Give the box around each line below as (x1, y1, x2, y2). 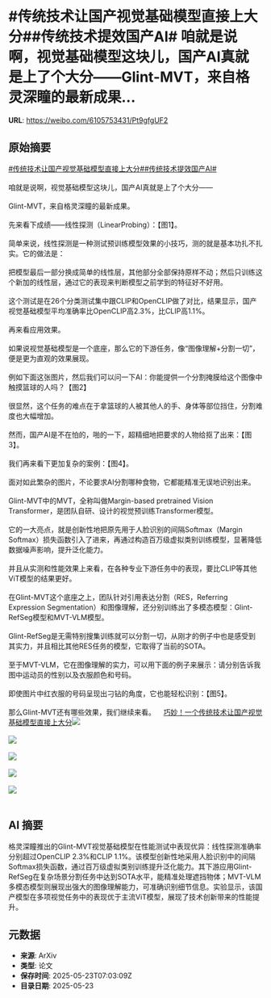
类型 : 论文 (19, 961, 53, 971)
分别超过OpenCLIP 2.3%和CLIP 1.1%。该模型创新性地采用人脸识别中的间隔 (8, 851, 256, 861)
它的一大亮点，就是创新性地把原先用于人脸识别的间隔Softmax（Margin (8, 524, 244, 534)
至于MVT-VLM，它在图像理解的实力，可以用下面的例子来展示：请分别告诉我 (8, 660, 261, 669)
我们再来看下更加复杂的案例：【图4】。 (8, 458, 134, 468)
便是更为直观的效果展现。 (8, 353, 94, 363)
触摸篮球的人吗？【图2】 (8, 382, 91, 392)
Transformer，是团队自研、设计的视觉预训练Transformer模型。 (8, 505, 218, 515)
